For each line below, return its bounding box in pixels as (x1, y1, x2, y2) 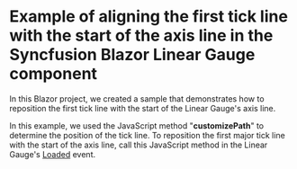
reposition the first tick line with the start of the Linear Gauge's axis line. (9, 102, 276, 113)
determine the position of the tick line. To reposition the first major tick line (9, 129, 285, 140)
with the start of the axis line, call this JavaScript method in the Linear (9, 139, 268, 150)
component (9, 64, 97, 84)
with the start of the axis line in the (9, 25, 274, 46)
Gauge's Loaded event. (9, 148, 96, 159)
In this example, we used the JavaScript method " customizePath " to (9, 120, 264, 131)
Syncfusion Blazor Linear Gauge (9, 45, 256, 65)
